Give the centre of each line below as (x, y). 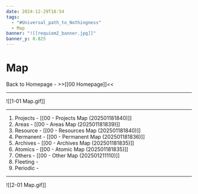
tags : (13, 17)
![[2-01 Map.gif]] (26, 185)
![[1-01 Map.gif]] (26, 101)
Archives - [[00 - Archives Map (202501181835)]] (74, 143)
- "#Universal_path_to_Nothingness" (56, 22)
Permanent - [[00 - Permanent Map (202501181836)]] (80, 136)
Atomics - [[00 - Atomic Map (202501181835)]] (71, 149)
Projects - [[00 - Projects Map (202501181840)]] (73, 118)
